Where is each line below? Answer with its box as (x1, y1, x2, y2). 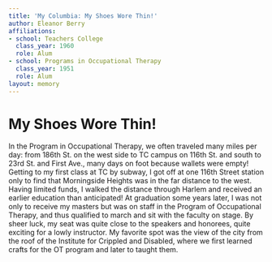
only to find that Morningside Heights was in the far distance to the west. (8, 176, 252, 186)
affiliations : (8, 27, 57, 35)
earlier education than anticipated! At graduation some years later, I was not (8, 193, 262, 203)
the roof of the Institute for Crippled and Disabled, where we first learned (8, 236, 253, 246)
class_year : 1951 (15, 65, 75, 73)
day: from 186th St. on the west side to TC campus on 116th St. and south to (8, 150, 261, 160)
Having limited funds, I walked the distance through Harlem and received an (8, 184, 262, 195)
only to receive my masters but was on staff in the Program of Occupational (8, 202, 261, 212)
